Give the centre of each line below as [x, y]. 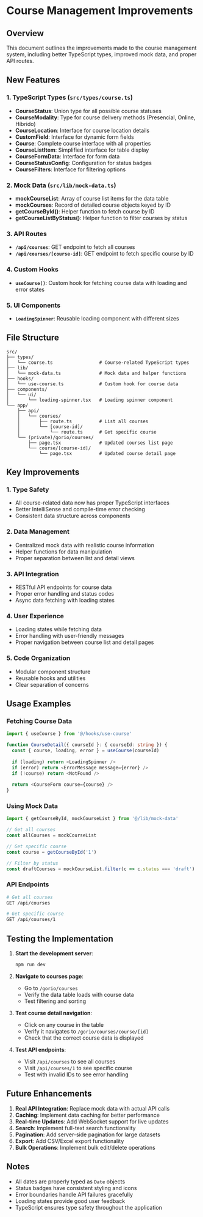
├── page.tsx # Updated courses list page [101, 443]
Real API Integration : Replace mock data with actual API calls [92, 1108]
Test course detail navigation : [54, 1013]
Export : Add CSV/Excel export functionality [69, 1141]
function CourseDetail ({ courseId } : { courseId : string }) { [87, 745]
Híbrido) [25, 124]
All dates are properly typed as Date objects [70, 1182]
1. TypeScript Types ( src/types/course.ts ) [69, 97]
